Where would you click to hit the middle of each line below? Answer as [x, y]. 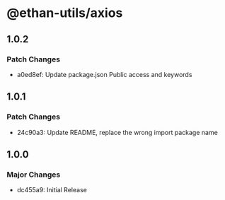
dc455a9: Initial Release [52, 190]
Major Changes [34, 175]
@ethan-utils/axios [65, 13]
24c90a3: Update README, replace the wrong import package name [117, 132]
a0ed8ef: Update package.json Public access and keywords [104, 74]
